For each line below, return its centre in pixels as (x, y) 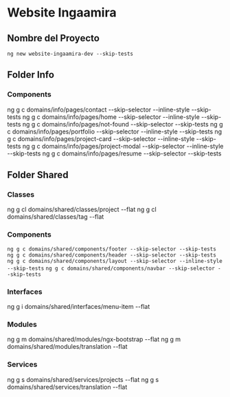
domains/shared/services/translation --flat (67, 387)
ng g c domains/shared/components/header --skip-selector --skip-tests (112, 255)
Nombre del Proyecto (53, 38)
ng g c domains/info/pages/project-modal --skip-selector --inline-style (123, 146)
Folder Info (31, 75)
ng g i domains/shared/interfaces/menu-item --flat (79, 306)
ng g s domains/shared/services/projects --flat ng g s (83, 379)
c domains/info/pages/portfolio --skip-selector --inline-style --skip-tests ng (115, 131)
